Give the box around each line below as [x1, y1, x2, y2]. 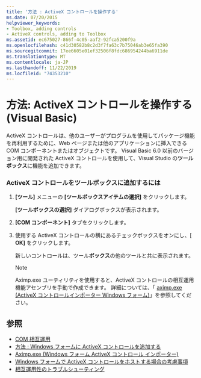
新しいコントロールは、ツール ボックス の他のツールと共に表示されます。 [14, 252, 194, 259]
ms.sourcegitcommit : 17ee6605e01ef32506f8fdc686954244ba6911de [6, 48, 169, 54]
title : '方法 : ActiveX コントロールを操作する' [6, 8, 119, 15]
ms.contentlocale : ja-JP [6, 59, 69, 65]
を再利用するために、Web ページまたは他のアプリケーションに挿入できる [6, 140, 188, 147]
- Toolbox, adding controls [6, 25, 77, 32]
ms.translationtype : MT [6, 54, 66, 60]
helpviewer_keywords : [6, 20, 61, 26]
